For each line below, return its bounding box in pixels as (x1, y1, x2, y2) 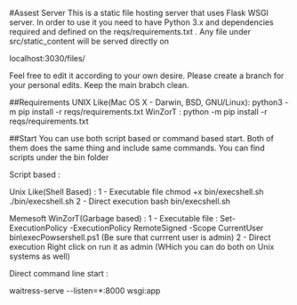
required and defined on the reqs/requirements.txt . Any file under (9, 27, 252, 36)
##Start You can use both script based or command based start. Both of (9, 133, 274, 143)
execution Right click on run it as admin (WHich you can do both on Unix (9, 242, 275, 252)
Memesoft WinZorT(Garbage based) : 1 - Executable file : (9, 213, 219, 223)
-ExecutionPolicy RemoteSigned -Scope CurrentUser (69, 222, 264, 233)
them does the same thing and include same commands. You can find (9, 142, 265, 153)
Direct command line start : (9, 269, 108, 278)
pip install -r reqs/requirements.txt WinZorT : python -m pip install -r (18, 107, 269, 116)
